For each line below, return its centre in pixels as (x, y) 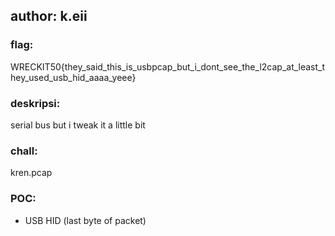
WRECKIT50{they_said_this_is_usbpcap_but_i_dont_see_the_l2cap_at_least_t (168, 66)
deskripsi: (35, 103)
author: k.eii (49, 16)
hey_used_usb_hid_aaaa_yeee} (73, 77)
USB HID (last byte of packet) (85, 220)
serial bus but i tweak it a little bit (78, 125)
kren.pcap (31, 173)
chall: (24, 151)
